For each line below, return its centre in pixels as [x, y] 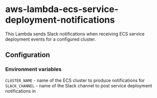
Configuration [28, 55]
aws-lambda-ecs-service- [62, 9]
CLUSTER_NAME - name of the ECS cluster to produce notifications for [75, 80]
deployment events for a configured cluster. [51, 39]
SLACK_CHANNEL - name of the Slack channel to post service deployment [79, 85]
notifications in [21, 91]
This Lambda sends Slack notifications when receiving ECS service [75, 34]
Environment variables [33, 69]
